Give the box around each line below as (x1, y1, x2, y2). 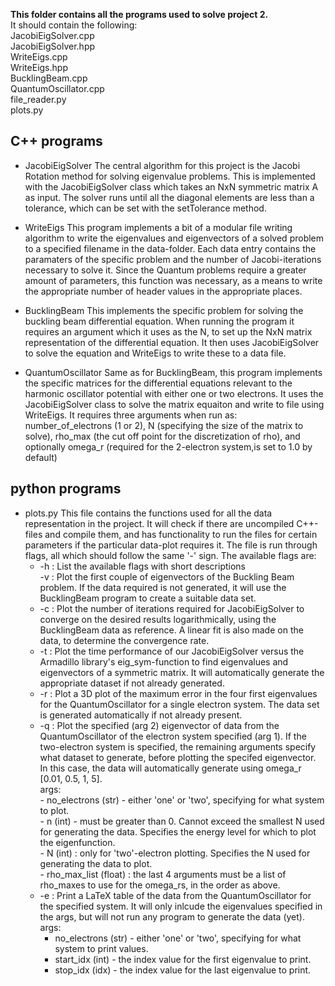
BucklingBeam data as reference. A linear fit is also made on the (39, 624, 304, 636)
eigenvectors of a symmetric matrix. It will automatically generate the (39, 666, 325, 678)
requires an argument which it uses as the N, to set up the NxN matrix (24, 325, 313, 338)
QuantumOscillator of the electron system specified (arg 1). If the (39, 730, 307, 742)
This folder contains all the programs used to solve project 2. (10, 9, 269, 20)
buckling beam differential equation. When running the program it (24, 315, 295, 327)
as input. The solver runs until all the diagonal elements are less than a (24, 191, 315, 203)
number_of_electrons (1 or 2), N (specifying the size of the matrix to (24, 419, 304, 431)
